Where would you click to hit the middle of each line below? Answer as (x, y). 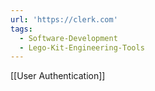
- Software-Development (68, 38)
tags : (21, 29)
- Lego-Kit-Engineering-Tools (82, 47)
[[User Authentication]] (58, 76)
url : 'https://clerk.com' (64, 19)
